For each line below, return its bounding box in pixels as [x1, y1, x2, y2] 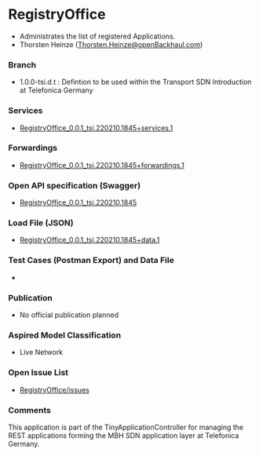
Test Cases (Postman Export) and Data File [8, 255, 174, 266]
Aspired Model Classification [8, 330, 122, 341]
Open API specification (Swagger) [8, 180, 141, 191]
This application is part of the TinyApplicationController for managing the [8, 422, 244, 432]
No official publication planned [19, 310, 119, 319]
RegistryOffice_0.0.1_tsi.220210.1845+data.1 [19, 235, 160, 245]
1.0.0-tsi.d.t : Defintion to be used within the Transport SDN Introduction [19, 77, 252, 87]
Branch [8, 59, 37, 70]
